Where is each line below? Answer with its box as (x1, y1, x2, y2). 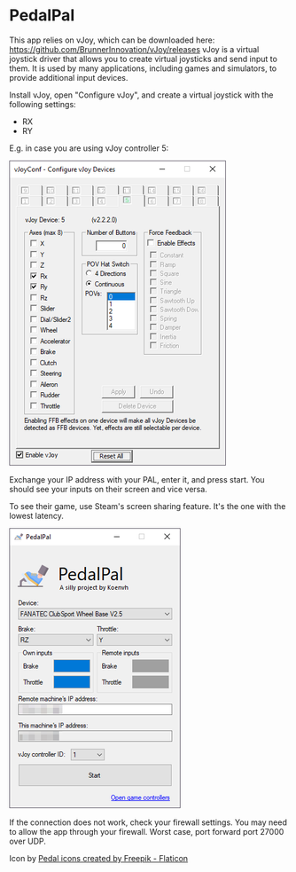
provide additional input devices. (9, 72, 129, 82)
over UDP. (9, 836, 47, 846)
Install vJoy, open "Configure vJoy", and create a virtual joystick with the (9, 90, 274, 100)
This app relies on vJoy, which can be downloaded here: (9, 35, 215, 45)
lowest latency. (9, 510, 64, 521)
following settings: (9, 98, 77, 109)
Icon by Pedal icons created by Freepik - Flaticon (9, 852, 189, 863)
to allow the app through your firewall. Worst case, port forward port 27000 (9, 826, 284, 837)
